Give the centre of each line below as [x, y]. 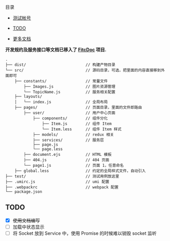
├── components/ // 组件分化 [70, 118]
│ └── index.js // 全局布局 [61, 102]
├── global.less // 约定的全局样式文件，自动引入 [80, 171]
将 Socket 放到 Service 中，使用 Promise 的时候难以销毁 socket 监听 [85, 233]
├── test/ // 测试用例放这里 [62, 176]
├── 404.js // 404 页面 [67, 160]
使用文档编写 [26, 220]
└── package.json [24, 192]
